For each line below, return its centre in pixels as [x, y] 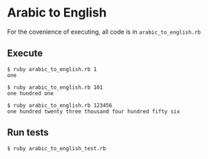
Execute [25, 53]
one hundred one [30, 93]
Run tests [28, 132]
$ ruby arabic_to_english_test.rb [57, 148]
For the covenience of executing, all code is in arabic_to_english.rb [104, 32]
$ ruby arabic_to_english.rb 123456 [60, 105]
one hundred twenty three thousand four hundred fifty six [94, 112]
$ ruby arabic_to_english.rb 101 [55, 87]
